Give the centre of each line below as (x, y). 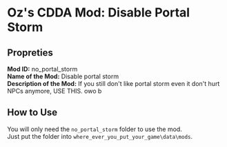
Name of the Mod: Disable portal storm (63, 76)
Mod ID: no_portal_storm (42, 69)
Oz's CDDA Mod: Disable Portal (99, 13)
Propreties (30, 53)
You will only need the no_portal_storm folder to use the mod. (95, 129)
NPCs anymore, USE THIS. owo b (55, 91)
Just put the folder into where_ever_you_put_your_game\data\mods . (100, 136)
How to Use (32, 112)
